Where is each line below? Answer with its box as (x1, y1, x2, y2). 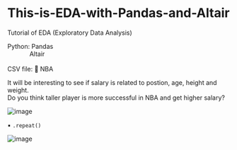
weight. (7, 86, 30, 94)
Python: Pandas (7, 42, 54, 50)
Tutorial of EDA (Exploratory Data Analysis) (7, 28, 132, 37)
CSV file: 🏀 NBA (7, 64, 54, 73)
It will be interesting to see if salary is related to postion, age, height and (7, 78, 217, 86)
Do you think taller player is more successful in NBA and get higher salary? (7, 93, 225, 102)
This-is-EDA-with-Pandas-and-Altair (7, 5, 230, 21)
